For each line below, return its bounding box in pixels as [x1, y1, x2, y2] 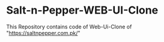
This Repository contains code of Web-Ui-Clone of [6, 23, 132, 30]
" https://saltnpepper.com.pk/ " [6, 29, 80, 36]
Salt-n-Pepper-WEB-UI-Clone [6, 4, 159, 17]
